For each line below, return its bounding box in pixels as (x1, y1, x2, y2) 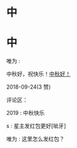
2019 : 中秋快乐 (6, 109, 45, 117)
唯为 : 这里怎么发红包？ (6, 135, 65, 142)
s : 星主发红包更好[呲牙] (6, 122, 66, 130)
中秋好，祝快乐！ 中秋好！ (6, 70, 71, 78)
